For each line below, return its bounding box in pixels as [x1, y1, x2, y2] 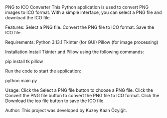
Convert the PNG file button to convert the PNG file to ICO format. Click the [5, 93, 160, 98]
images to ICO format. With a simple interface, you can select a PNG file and [5, 9, 162, 15]
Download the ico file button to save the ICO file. [5, 98, 105, 104]
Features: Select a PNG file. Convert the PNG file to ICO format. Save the [5, 24, 155, 30]
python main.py [5, 78, 37, 83]
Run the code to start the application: [5, 68, 81, 74]
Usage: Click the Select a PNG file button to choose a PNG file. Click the [5, 87, 154, 93]
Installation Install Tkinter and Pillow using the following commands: [5, 49, 144, 55]
